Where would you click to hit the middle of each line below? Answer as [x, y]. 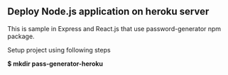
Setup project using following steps [59, 50]
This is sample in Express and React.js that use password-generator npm [114, 28]
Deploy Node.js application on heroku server [108, 12]
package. [21, 36]
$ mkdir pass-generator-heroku [55, 64]
